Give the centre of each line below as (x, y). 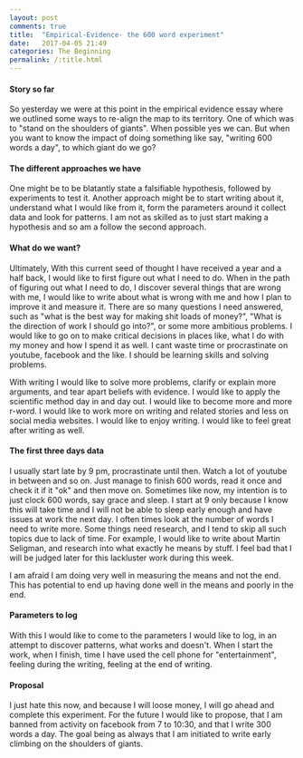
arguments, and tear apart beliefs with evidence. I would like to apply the (145, 392)
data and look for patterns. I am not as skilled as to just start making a (139, 218)
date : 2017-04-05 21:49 (58, 43)
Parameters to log (44, 615)
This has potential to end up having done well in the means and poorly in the (151, 585)
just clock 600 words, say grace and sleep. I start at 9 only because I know (149, 500)
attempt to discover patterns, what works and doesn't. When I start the (141, 646)
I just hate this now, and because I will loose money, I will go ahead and (142, 705)
